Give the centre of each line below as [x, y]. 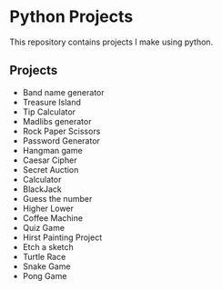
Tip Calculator [49, 112]
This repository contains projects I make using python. [111, 42]
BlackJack [42, 189]
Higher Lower [48, 208]
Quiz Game [44, 227]
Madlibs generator [57, 121]
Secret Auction [50, 169]
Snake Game [46, 266]
